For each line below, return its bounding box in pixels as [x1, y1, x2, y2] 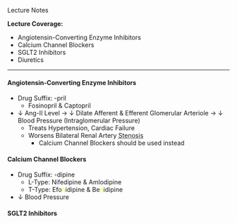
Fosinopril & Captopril [28, 101, 92, 110]
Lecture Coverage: [7, 20, 63, 27]
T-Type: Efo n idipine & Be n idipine [28, 186, 123, 194]
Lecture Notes [7, 6, 49, 14]
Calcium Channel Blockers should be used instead [38, 139, 185, 147]
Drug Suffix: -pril [17, 94, 67, 103]
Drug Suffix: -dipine [17, 170, 75, 179]
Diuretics [17, 56, 44, 64]
